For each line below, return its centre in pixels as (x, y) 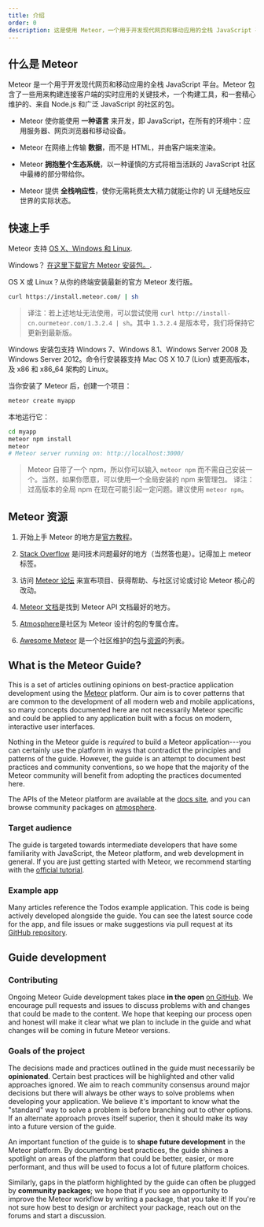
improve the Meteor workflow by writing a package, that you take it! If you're (132, 1199)
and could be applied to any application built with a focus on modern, (120, 718)
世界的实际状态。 (47, 201)
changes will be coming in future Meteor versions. (89, 1031)
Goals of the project (47, 1051)
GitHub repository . (38, 933)
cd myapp (22, 431)
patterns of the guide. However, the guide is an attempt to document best (127, 758)
